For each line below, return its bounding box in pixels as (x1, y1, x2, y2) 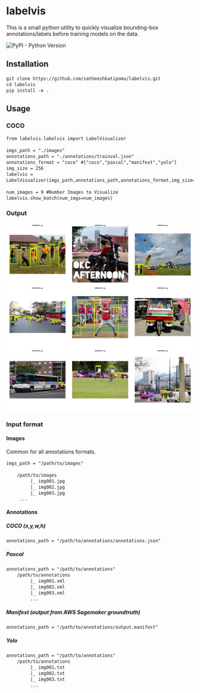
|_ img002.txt (30, 670, 65, 677)
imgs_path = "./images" (6, 148, 65, 154)
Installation (6, 59, 49, 69)
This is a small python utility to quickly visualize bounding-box (6, 24, 159, 31)
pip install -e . (6, 88, 49, 94)
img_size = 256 (6, 166, 44, 172)
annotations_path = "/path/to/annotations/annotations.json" (6, 538, 161, 544)
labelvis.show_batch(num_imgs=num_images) (6, 195, 113, 201)
